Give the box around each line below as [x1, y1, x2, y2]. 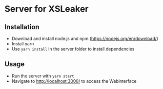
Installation [4, 23, 40, 31]
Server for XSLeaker [4, 3, 89, 15]
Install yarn [11, 41, 34, 47]
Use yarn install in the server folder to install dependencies [11, 46, 135, 52]
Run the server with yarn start [11, 73, 74, 79]
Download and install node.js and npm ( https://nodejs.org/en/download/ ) [11, 36, 159, 41]
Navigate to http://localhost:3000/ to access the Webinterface [11, 78, 137, 84]
